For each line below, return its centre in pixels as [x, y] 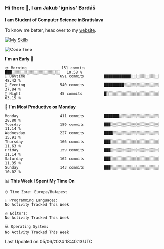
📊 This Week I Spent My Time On [40, 181]
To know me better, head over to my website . [51, 30]
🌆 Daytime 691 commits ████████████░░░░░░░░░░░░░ [82, 76]
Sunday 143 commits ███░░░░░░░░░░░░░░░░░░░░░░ [82, 168]
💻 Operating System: [27, 227]
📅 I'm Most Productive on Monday [41, 107]
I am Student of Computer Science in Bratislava [54, 20]
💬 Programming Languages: [31, 200]
